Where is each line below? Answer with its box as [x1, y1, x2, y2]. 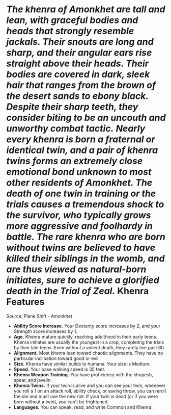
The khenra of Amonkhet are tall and [6, 4, 165, 15]
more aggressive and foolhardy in [6, 220, 153, 232]
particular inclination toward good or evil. [13, 355, 100, 361]
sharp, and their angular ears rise [6, 47, 152, 59]
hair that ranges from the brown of [6, 80, 156, 91]
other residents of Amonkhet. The [6, 177, 153, 189]
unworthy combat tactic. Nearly [6, 123, 146, 135]
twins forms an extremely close [6, 155, 143, 167]
